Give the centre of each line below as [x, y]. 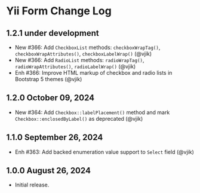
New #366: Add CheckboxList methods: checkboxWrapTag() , [87, 47]
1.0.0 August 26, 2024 [49, 171]
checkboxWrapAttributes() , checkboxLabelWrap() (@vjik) [83, 54]
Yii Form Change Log [59, 11]
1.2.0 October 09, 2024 [50, 98]
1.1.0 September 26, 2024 [55, 138]
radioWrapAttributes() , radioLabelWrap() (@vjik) [75, 66]
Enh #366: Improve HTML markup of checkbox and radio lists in [93, 73]
